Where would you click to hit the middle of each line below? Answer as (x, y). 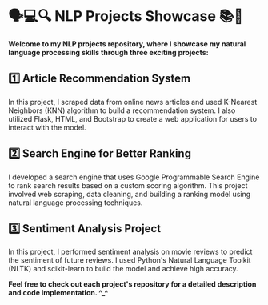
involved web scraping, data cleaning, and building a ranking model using (130, 194)
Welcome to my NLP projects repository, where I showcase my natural (127, 44)
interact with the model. (47, 127)
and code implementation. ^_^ (58, 293)
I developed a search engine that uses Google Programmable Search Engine (134, 177)
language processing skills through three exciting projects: (109, 52)
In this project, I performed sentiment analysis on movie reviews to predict (130, 252)
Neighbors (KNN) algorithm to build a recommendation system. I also (122, 110)
